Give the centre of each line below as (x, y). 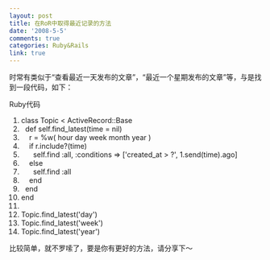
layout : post (31, 16)
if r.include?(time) (58, 146)
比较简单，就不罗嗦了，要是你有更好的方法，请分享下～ (101, 248)
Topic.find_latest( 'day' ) (59, 215)
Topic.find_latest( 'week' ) (62, 223)
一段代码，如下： (44, 87)
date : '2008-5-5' (38, 31)
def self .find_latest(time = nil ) (73, 129)
